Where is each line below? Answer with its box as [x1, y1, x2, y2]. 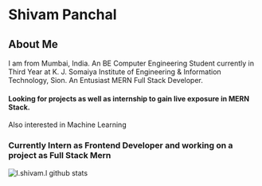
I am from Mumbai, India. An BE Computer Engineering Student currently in [8, 58, 255, 68]
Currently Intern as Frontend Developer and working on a [8, 140, 233, 151]
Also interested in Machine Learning [8, 120, 127, 129]
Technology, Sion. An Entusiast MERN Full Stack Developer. [8, 76, 203, 85]
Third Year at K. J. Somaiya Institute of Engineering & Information [8, 67, 221, 77]
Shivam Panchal [8, 6, 117, 24]
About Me [8, 38, 58, 51]
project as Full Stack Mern [8, 150, 111, 161]
